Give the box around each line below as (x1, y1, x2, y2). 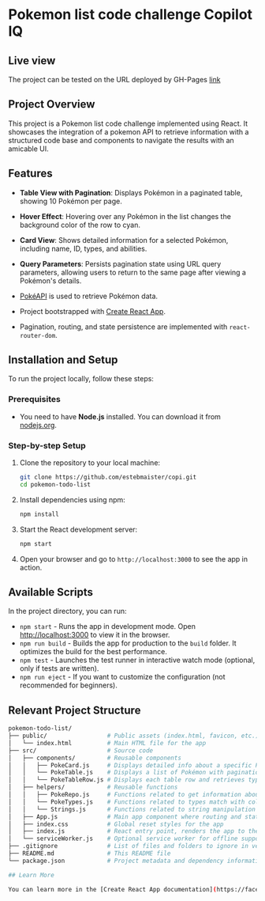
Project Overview (8, 97, 95, 112)
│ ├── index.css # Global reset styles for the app (8, 820, 224, 828)
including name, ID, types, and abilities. (19, 244, 147, 253)
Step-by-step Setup (8, 440, 86, 451)
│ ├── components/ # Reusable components (8, 754, 181, 762)
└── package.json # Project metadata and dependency (8, 857, 224, 865)
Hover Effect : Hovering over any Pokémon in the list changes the (19, 211, 231, 221)
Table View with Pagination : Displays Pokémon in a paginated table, (19, 187, 243, 197)
